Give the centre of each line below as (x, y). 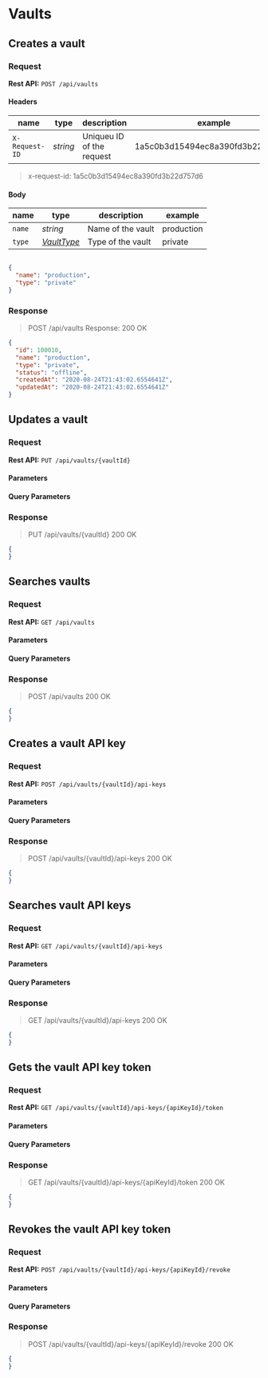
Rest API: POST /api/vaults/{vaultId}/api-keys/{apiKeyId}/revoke (120, 1269)
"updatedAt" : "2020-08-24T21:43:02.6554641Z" (93, 387)
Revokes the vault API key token (90, 1230)
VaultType (61, 242)
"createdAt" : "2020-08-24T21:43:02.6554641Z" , (94, 380)
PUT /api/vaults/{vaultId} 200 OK (82, 535)
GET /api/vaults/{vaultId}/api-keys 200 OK (97, 1021)
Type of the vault (119, 242)
